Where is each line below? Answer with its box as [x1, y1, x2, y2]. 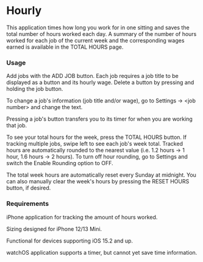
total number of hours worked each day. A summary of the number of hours [6, 30, 197, 37]
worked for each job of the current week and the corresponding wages [6, 37, 185, 44]
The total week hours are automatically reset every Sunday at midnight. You [6, 171, 197, 179]
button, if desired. [6, 184, 51, 192]
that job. [6, 122, 27, 129]
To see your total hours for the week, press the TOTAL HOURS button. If [6, 133, 187, 141]
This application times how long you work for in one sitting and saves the [6, 24, 190, 31]
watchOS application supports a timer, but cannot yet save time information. [6, 249, 198, 256]
